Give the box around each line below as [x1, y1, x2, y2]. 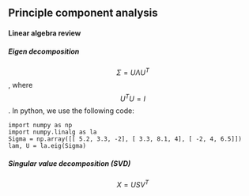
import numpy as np [8, 122, 73, 130]
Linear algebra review [8, 28, 81, 38]
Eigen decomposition [8, 47, 80, 56]
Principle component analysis [8, 6, 158, 20]
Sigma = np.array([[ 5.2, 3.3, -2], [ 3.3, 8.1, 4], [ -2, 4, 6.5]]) [8, 135, 243, 143]
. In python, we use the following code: [8, 106, 134, 115]
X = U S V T [116, 179, 149, 189]
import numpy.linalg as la [8, 128, 97, 137]
